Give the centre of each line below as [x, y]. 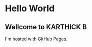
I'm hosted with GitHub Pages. [36, 39]
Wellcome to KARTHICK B [46, 27]
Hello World [30, 9]
